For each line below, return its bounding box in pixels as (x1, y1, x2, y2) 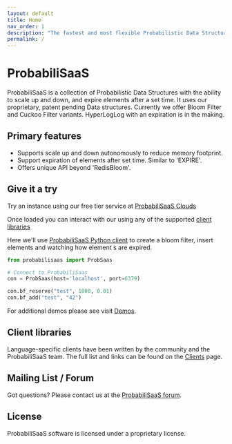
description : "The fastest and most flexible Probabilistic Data (7, 29, 199, 37)
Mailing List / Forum (7, 372, 95, 384)
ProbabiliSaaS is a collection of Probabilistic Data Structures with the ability (7, 88, 222, 97)
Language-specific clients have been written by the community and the (7, 345, 211, 353)
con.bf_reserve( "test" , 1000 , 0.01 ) (7, 288, 113, 295)
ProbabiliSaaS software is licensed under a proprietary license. (7, 429, 186, 437)
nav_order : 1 (7, 23, 45, 30)
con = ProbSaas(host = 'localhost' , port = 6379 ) (7, 276, 140, 282)
